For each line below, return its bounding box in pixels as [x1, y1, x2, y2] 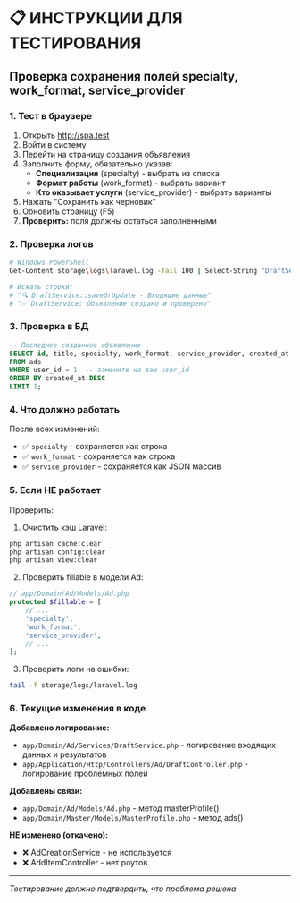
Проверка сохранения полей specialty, [9, 69, 238, 84]
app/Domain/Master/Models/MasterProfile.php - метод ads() [21, 813, 244, 823]
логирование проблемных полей [21, 768, 148, 779]
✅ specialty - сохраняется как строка [21, 441, 168, 452]
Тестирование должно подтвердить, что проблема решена [9, 883, 237, 894]
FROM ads [9, 357, 42, 366]
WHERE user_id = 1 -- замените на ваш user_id [9, 365, 190, 375]
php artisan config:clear [9, 548, 105, 557]
